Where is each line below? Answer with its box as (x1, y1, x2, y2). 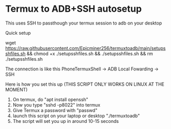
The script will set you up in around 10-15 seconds (12, 118, 119, 124)
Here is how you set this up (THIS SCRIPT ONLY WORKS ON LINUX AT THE (5, 81, 165, 87)
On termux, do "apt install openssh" (12, 96, 89, 102)
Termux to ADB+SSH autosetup (5, 3, 142, 15)
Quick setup (5, 30, 31, 36)
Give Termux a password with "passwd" (12, 107, 98, 113)
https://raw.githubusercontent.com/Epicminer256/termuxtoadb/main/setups (5, 45, 166, 51)
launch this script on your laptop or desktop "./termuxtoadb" (12, 113, 140, 119)
